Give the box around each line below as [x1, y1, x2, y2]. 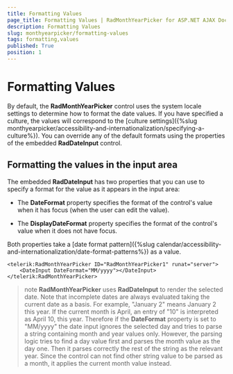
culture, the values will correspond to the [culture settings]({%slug [7, 116, 198, 125]
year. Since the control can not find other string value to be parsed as [24, 352, 223, 360]
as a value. [150, 247, 182, 256]
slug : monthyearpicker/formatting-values [7, 29, 129, 37]
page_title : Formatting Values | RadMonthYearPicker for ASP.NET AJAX [7, 17, 216, 24]
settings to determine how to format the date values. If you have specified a [7, 109, 223, 117]
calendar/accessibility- [156, 240, 222, 248]
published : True [7, 42, 54, 49]
